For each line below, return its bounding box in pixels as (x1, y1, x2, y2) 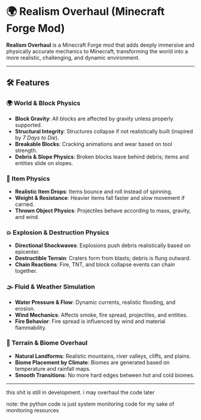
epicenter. (14, 248, 40, 255)
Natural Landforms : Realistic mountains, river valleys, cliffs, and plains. (14, 352, 191, 360)
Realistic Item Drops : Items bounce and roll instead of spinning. (14, 188, 173, 195)
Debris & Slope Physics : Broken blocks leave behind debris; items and (14, 153, 190, 160)
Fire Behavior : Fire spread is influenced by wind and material (14, 318, 166, 325)
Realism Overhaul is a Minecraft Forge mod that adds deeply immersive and (6, 41, 194, 48)
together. (14, 267, 38, 275)
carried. (14, 200, 35, 208)
